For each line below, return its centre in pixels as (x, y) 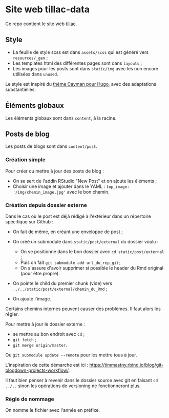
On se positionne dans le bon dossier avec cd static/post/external (92, 251)
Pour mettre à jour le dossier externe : (45, 324)
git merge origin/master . (40, 345)
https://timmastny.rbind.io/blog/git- (126, 365)
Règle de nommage (30, 399)
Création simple (26, 160)
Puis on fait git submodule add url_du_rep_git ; (70, 262)
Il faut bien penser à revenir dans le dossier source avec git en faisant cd (82, 380)
